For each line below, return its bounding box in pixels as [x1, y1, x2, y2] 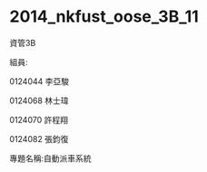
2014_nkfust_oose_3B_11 [9, 6, 200, 27]
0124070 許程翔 [9, 114, 68, 125]
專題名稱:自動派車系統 [9, 152, 93, 164]
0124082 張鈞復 [9, 133, 69, 144]
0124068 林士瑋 [9, 95, 70, 106]
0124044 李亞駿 [9, 75, 70, 87]
